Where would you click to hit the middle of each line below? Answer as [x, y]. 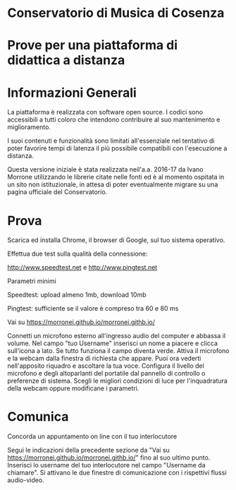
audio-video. [26, 480]
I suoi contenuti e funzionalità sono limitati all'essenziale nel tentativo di [111, 141]
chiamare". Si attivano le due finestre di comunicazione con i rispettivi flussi [117, 473]
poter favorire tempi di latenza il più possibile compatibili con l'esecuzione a [117, 148]
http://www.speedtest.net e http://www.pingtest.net [82, 268]
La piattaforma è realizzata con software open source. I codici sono [105, 112]
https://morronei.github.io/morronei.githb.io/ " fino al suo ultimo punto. [109, 458]
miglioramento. [29, 127]
